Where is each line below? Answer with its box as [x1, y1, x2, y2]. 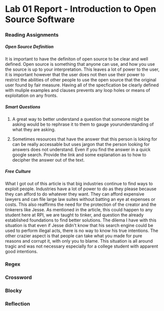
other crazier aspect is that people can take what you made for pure [5, 233, 142, 239]
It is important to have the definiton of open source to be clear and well [5, 56, 148, 62]
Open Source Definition [5, 43, 54, 50]
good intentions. [5, 249, 38, 254]
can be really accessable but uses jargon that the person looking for [12, 141, 150, 147]
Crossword [5, 274, 32, 281]
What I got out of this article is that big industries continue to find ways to [5, 181, 153, 187]
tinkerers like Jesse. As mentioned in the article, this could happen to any [5, 207, 153, 213]
